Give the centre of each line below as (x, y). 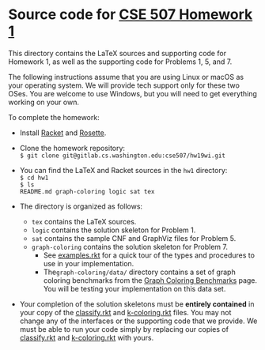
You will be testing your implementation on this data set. (134, 288)
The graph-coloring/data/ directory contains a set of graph (139, 272)
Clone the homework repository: (72, 148)
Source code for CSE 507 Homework (131, 15)
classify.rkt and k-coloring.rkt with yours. (87, 337)
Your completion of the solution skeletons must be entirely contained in (137, 304)
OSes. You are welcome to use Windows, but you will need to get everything (132, 93)
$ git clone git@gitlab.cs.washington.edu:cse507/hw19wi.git (123, 156)
